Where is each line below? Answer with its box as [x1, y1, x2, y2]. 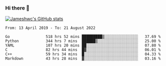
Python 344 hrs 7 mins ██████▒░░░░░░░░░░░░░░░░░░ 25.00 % [5, 38, 161, 44]
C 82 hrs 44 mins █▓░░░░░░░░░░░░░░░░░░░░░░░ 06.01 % [5, 47, 161, 52]
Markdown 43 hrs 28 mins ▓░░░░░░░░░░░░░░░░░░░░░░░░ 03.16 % [5, 56, 161, 61]
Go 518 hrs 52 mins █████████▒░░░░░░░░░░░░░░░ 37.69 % [5, 34, 161, 39]
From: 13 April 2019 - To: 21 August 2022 [5, 25, 96, 30]
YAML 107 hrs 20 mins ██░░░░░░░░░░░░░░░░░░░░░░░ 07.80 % [5, 43, 161, 48]
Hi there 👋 [5, 4, 30, 11]
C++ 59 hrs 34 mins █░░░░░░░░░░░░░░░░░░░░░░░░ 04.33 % [5, 52, 161, 57]
